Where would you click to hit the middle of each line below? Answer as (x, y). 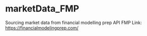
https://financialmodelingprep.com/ (42, 27)
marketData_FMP (42, 9)
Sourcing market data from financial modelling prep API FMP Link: (73, 22)
